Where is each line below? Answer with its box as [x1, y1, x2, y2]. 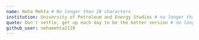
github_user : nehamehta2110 [6, 25, 76, 31]
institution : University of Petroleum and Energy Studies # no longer [6, 14, 184, 20]
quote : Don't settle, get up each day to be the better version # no [6, 19, 182, 25]
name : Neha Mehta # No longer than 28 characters [6, 8, 131, 15]
